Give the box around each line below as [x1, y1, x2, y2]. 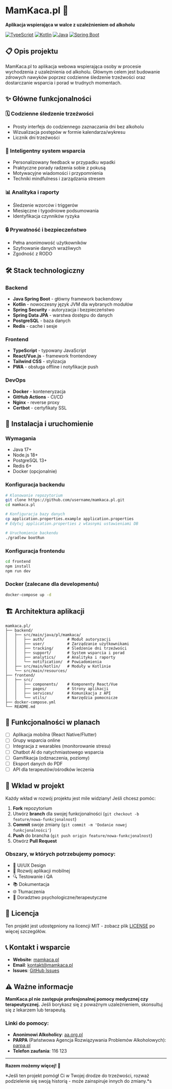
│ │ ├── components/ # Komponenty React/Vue [5, 682, 118, 687]
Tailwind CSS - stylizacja [12, 359, 67, 365]
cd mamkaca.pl [5, 502, 36, 507]
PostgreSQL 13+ [12, 458, 47, 464]
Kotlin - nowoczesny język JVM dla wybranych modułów [12, 301, 133, 307]
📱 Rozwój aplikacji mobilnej [12, 867, 70, 874]
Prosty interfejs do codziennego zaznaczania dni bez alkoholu [12, 124, 144, 130]
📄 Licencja [5, 909, 39, 918]
